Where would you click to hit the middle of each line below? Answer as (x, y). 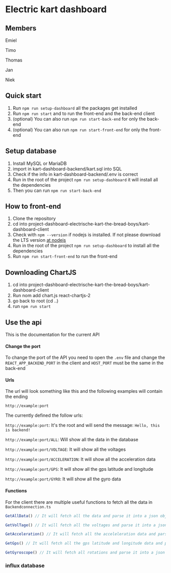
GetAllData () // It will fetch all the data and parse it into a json (82, 516)
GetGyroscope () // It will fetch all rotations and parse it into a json (85, 553)
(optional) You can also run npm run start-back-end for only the (79, 119)
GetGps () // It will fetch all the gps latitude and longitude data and (84, 543)
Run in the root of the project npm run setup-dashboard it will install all (85, 180)
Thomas (14, 60)
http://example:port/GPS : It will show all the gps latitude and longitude (79, 469)
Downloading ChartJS (41, 273)
